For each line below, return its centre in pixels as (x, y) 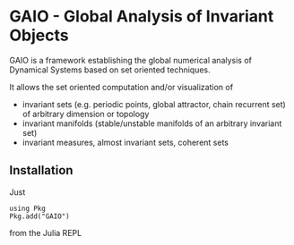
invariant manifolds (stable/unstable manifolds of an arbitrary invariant (152, 123)
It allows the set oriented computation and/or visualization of (121, 87)
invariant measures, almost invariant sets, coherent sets (125, 142)
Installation (41, 170)
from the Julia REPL (46, 232)
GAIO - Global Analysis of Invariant (142, 17)
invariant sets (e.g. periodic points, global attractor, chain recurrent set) (154, 104)
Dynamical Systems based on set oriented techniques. (110, 70)
